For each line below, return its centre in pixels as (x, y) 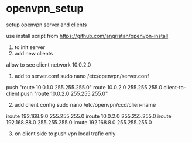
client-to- (175, 87)
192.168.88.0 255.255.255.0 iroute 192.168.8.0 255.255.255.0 (79, 122)
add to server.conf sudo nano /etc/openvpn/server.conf (82, 76)
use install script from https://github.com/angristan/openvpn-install (87, 36)
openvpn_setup (45, 8)
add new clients (34, 53)
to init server (30, 47)
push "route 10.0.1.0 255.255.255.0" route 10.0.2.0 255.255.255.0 (84, 87)
